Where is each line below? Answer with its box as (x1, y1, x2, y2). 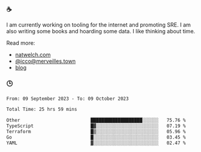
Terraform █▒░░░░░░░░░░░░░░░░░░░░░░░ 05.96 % (6, 129, 186, 135)
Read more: (6, 39, 35, 47)
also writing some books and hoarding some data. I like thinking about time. (6, 28, 196, 35)
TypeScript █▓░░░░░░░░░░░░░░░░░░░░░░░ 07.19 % (6, 123, 186, 129)
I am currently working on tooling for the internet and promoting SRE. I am (6, 21, 191, 28)
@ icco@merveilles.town (15, 58, 76, 65)
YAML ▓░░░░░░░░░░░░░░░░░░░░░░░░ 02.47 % (6, 140, 186, 146)
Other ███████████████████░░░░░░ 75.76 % (6, 117, 186, 124)
